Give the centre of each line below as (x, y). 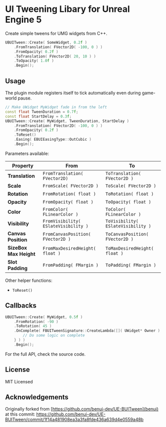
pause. (25, 98)
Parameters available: (27, 153)
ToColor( (116, 209)
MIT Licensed (19, 381)
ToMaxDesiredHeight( (130, 248)
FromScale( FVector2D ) (71, 186)
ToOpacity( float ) (128, 202)
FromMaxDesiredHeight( (69, 248)
